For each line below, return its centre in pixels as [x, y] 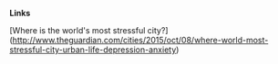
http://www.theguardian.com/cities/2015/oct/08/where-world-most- [140, 40]
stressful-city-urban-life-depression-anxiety [93, 50]
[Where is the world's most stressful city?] [89, 30]
